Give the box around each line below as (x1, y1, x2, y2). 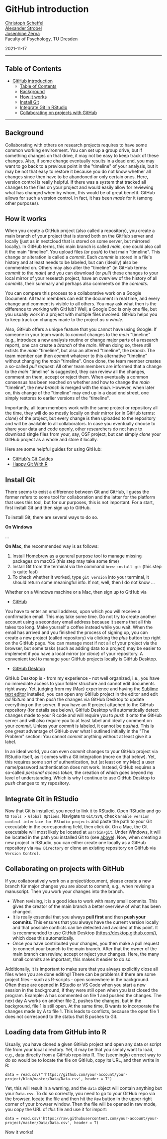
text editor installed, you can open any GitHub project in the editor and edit (5, 691, 158, 697)
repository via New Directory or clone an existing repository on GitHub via (5, 845, 156, 851)
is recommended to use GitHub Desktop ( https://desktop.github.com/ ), (12, 930, 158, 936)
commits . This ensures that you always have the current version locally (12, 919, 159, 925)
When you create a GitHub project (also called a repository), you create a (5, 228, 155, 234)
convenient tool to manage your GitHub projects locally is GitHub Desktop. (5, 656, 158, 662)
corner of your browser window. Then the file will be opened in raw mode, (5, 1101, 157, 1107)
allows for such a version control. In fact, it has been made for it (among (5, 195, 153, 201)
